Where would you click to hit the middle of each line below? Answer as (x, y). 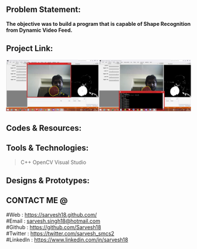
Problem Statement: (43, 10)
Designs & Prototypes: (48, 181)
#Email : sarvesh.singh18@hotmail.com (53, 221)
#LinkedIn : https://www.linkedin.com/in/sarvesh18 (67, 240)
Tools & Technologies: (47, 148)
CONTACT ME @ (37, 201)
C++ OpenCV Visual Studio (53, 162)
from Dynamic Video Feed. (39, 30)
